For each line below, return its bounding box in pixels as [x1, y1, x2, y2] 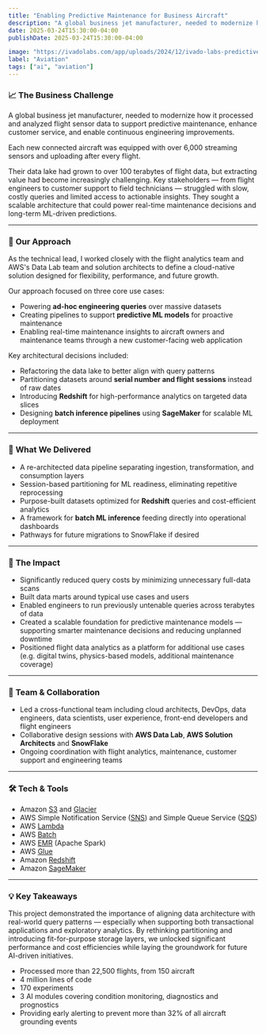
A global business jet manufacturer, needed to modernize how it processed [8, 110, 253, 120]
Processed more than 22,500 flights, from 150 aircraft [19, 966, 196, 975]
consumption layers [19, 470, 85, 480]
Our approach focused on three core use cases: [8, 287, 165, 296]
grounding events [19, 1017, 78, 1026]
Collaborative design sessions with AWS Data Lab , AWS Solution [19, 730, 234, 739]
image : [8, 48, 30, 56]
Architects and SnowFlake [19, 739, 108, 748]
